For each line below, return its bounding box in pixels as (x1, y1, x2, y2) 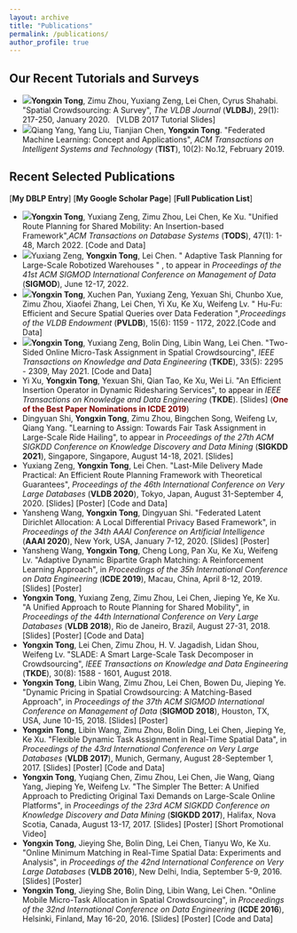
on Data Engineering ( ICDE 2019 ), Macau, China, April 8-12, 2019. (21, 573, 263, 584)
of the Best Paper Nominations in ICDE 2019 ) (21, 403, 190, 414)
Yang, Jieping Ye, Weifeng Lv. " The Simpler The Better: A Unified (21, 781, 260, 792)
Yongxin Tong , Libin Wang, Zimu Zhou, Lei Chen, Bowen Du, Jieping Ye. (21, 677, 286, 688)
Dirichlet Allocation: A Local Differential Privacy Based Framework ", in (21, 516, 277, 527)
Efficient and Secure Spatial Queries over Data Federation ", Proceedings (21, 307, 286, 318)
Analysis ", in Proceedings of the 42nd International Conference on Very (21, 857, 285, 867)
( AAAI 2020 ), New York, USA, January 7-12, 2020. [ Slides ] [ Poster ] (21, 535, 270, 546)
